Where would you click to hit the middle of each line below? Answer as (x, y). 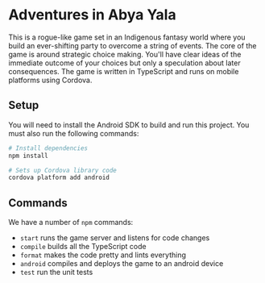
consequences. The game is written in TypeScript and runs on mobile (124, 71)
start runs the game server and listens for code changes (115, 238)
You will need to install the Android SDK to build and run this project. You (129, 125)
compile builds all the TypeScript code (83, 247)
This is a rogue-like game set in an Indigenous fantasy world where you (127, 37)
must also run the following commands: (74, 133)
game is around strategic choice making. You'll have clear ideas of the (125, 54)
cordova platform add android (59, 178)
